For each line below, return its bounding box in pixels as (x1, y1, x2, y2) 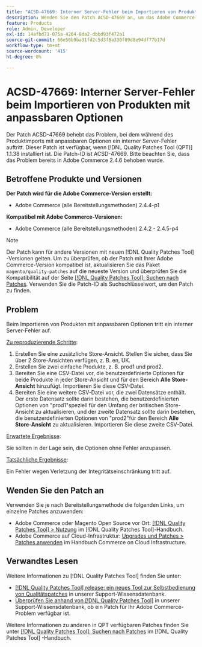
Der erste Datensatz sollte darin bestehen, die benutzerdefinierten (14, 395, 179, 402)
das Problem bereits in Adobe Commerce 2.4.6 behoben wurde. (6, 156, 165, 164)
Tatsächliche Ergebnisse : (6, 456, 69, 463)
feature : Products (6, 20, 52, 26)
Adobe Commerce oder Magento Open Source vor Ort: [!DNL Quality (14, 520, 186, 526)
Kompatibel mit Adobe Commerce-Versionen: (6, 213, 123, 220)
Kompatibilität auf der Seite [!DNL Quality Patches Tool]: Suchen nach (6, 274, 179, 282)
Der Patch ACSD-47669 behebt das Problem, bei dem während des (6, 130, 174, 138)
